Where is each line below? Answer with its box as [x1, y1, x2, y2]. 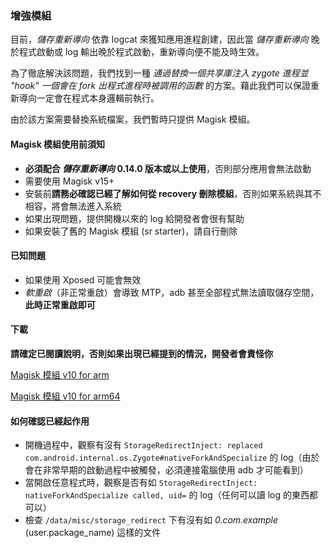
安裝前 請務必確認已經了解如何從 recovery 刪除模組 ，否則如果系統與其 [24, 187, 313, 199]
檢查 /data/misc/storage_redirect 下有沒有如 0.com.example [24, 514, 279, 526]
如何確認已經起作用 [10, 415, 90, 427]
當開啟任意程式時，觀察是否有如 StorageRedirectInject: [24, 477, 258, 489]
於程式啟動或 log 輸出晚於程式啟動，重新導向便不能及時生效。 [10, 46, 265, 58]
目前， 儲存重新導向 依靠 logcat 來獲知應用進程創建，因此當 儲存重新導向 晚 [10, 33, 320, 46]
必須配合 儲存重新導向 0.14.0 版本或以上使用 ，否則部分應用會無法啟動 [24, 162, 312, 174]
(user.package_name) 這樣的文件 [24, 527, 162, 539]
